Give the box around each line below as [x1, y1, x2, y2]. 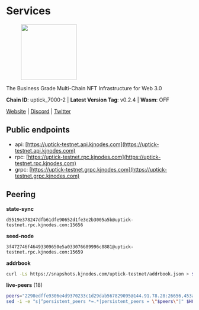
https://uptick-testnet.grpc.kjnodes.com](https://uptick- [31, 166, 168, 173]
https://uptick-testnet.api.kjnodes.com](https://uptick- [27, 141, 159, 148]
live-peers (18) [6, 281, 43, 289]
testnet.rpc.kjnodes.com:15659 [6, 249, 84, 255]
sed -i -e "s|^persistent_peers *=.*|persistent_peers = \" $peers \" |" [6, 299, 184, 305]
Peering [6, 189, 36, 200]
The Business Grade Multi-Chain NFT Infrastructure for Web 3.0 [6, 84, 162, 91]
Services [6, 4, 52, 18]
